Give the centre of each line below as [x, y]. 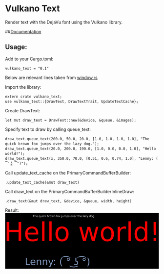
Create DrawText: [23, 110]
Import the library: [23, 87]
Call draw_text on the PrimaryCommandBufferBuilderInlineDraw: [70, 191]
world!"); [15, 153]
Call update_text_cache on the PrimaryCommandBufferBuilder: [68, 173]
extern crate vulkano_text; [34, 97]
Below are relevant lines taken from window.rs [51, 77]
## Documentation [23, 31]
